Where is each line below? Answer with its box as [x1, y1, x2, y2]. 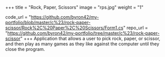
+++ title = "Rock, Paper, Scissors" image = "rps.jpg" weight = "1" [5, 5, 144, 10]
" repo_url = [123, 25, 148, 31]
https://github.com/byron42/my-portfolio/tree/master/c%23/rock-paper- [7, 30, 160, 36]
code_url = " [5, 14, 32, 20]
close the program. [5, 46, 45, 52]
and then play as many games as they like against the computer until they [5, 41, 159, 47]
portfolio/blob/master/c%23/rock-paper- [5, 20, 91, 25]
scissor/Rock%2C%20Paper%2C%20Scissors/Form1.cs [5, 25, 124, 31]
